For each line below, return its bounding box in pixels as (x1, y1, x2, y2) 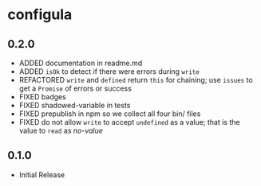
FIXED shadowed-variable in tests (18, 101, 131, 110)
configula (7, 6, 73, 24)
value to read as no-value (18, 126, 103, 135)
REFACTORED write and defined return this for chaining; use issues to (18, 76, 253, 84)
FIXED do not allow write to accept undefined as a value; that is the (18, 118, 240, 126)
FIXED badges (18, 92, 67, 101)
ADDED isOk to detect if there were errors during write (18, 67, 200, 76)
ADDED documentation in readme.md (18, 58, 143, 68)
